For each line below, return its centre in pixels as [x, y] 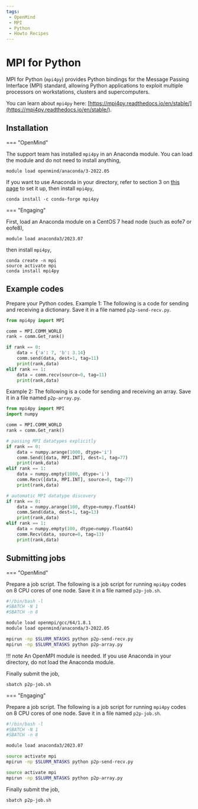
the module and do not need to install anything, [64, 160]
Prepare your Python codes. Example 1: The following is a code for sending [98, 303]
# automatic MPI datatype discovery [51, 496]
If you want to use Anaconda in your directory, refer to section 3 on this [93, 182]
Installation [27, 128]
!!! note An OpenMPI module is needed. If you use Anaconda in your [89, 656]
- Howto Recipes [29, 34]
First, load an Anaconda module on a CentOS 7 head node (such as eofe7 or [99, 221]
